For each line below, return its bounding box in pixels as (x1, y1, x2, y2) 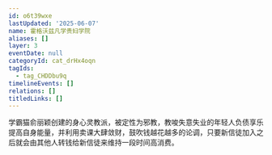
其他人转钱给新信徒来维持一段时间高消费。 (36, 138, 179, 148)
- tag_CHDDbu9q (15, 72, 67, 80)
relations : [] (8, 86, 57, 95)
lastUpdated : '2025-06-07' (8, 19, 100, 27)
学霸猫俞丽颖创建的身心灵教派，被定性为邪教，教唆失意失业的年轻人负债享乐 (8, 118, 264, 128)
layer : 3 (8, 42, 38, 50)
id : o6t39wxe (8, 11, 53, 20)
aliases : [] (8, 34, 49, 43)
